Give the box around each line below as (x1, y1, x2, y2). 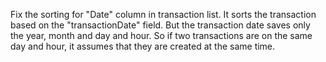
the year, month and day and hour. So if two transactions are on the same (10, 30, 313, 41)
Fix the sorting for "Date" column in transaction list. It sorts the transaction (10, 9, 317, 20)
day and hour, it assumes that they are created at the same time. (10, 40, 276, 52)
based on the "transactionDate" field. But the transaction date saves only (10, 19, 311, 31)
